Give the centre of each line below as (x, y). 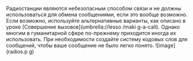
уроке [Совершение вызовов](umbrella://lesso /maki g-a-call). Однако (93, 27)
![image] (165, 45)
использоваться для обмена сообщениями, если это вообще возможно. (97, 15)
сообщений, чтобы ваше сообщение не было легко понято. (80, 45)
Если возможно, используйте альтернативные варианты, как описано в (96, 21)
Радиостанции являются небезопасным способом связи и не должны (94, 8)
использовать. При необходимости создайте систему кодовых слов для (97, 39)
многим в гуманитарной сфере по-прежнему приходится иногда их (91, 33)
